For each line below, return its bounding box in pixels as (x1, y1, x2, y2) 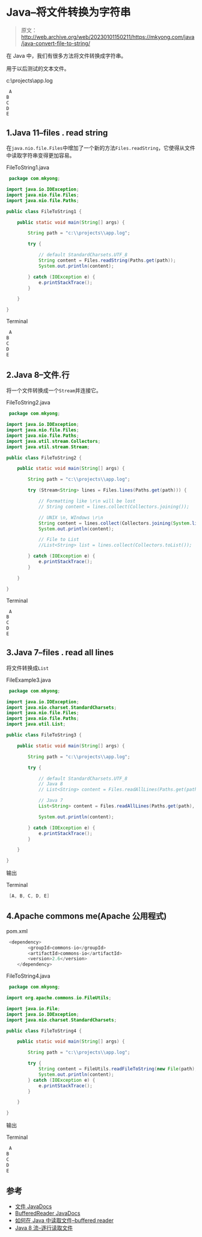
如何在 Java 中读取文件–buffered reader (14, 1217, 114, 1224)
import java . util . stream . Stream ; (6, 443, 90, 450)
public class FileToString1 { (6, 208, 82, 214)
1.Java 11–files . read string (6, 128, 108, 138)
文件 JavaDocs (14, 1203, 52, 1210)
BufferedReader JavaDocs (14, 1210, 81, 1217)
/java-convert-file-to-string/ (20, 40, 90, 47)
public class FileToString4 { (6, 1028, 82, 1034)
